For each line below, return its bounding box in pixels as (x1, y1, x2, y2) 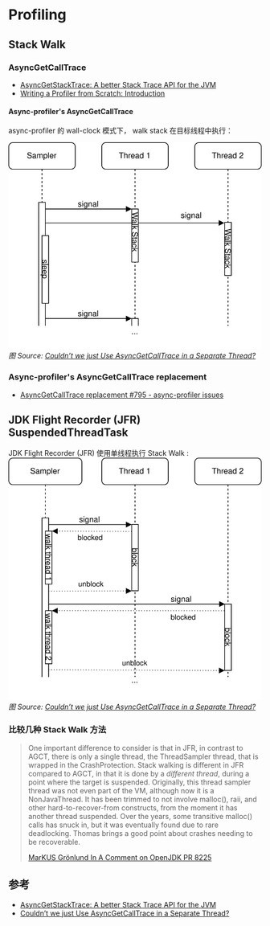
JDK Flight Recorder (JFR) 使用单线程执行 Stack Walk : (8, 448, 189, 457)
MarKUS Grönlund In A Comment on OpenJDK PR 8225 (27, 852, 212, 862)
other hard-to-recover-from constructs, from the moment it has (27, 802, 239, 813)
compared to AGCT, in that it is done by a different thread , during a (27, 768, 250, 778)
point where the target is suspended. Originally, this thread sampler (27, 777, 252, 787)
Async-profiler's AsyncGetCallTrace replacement (8, 371, 207, 383)
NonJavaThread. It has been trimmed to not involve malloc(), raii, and (27, 794, 257, 804)
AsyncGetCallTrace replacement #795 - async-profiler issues (19, 390, 224, 399)
